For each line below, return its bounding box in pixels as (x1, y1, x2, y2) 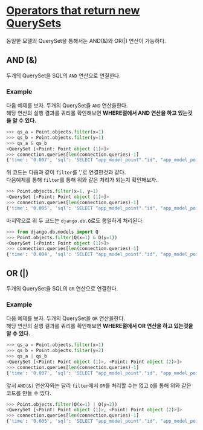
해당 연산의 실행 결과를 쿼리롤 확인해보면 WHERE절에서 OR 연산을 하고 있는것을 (6, 322, 193, 330)
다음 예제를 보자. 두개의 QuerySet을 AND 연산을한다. (6, 102, 128, 109)
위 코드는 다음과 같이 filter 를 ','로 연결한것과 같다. (6, 168, 126, 176)
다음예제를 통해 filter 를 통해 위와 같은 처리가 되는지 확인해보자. (6, 176, 158, 184)
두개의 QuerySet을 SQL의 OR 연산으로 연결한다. (6, 284, 118, 292)
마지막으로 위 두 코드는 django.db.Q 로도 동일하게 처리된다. (6, 217, 144, 224)
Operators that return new (6, 4, 140, 18)
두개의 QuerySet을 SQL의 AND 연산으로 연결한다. (6, 72, 121, 79)
